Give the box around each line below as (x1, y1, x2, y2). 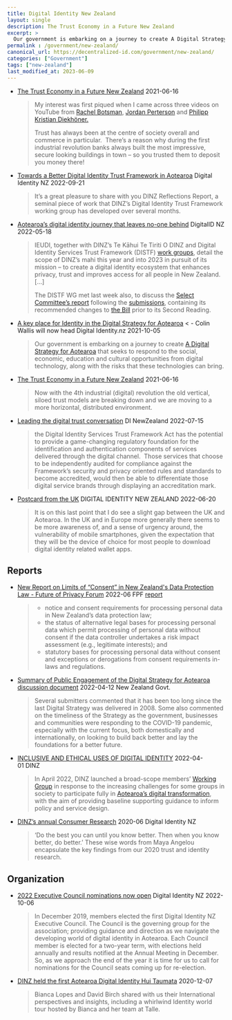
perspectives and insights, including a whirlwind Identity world (34, 998, 213, 1006)
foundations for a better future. (34, 741, 123, 749)
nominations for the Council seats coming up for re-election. (34, 963, 206, 972)
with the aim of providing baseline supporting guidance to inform (34, 797, 220, 805)
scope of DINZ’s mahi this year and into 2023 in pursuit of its (34, 255, 207, 263)
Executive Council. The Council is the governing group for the (34, 920, 210, 928)
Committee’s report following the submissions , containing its (34, 298, 206, 306)
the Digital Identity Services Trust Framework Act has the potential (34, 430, 223, 438)
